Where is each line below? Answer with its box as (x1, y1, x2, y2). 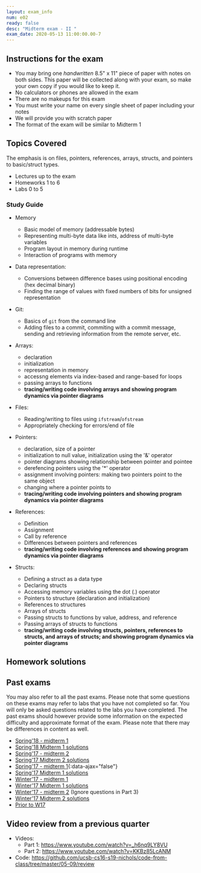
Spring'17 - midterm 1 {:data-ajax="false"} (14, 763, 118, 770)
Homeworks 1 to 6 (14, 179, 60, 186)
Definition (24, 520, 48, 527)
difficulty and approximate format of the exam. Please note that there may (6, 719, 190, 726)
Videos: (14, 835, 34, 842)
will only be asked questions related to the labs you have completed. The (6, 706, 188, 714)
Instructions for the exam (6, 54, 104, 64)
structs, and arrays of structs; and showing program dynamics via (24, 633, 194, 640)
